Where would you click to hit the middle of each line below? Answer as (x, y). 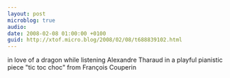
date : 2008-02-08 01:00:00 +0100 (57, 33)
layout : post (27, 14)
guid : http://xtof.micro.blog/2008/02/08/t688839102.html (95, 40)
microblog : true (31, 20)
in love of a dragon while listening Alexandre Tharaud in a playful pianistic (115, 60)
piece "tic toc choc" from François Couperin (72, 67)
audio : (17, 27)
